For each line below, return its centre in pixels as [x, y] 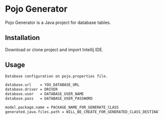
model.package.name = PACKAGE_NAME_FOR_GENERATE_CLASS [62, 107]
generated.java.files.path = [35, 112]
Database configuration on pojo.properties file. [57, 76]
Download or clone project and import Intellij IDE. [54, 49]
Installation [22, 38]
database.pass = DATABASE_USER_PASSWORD [49, 99]
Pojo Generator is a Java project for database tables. [58, 22]
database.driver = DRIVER [31, 89]
